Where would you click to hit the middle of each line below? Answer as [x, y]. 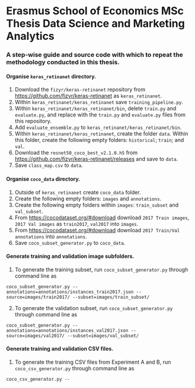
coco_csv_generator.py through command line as [74, 368]
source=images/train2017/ [38, 297]
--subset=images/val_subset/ [103, 336]
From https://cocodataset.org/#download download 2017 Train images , [102, 217]
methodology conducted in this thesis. [63, 62]
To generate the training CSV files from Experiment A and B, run [93, 362]
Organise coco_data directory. [43, 179]
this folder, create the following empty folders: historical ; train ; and [99, 140]
